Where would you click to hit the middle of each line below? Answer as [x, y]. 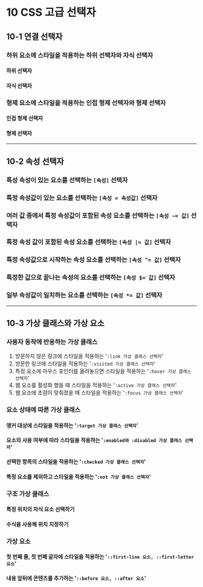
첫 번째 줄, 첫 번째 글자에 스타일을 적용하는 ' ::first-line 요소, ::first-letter [100, 557]
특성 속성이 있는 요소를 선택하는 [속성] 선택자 [67, 180]
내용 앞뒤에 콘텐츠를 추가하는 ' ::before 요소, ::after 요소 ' [76, 578]
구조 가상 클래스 [28, 493]
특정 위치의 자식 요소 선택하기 [40, 509]
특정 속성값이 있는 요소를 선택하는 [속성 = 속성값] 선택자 [82, 198]
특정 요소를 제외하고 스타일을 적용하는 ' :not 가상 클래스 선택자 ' [79, 477]
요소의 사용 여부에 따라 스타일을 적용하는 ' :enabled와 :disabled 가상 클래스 [94, 440]
